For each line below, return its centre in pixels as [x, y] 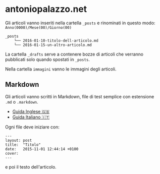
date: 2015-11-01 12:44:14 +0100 [42, 149]
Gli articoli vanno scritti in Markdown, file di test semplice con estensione [80, 96]
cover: [12, 153]
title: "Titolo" [23, 145]
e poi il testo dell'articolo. [31, 167]
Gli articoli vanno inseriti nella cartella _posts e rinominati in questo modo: [80, 23]
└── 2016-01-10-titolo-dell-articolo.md [56, 41]
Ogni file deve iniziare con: [32, 127]
